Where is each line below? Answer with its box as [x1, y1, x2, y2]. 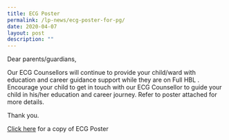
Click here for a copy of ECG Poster [7, 125, 109, 133]
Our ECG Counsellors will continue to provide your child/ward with [7, 69, 196, 77]
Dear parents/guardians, [7, 55, 77, 63]
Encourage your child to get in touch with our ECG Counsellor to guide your [7, 83, 223, 91]
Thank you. [7, 112, 39, 120]
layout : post [7, 29, 45, 37]
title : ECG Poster [7, 10, 60, 17]
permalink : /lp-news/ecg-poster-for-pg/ [7, 17, 126, 24]
